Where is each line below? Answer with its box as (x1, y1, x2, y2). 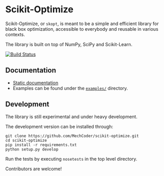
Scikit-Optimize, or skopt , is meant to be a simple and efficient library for (5, 20, 159, 27)
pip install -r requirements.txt (5, 142, 77, 147)
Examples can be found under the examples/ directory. (12, 85, 129, 91)
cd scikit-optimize (5, 138, 47, 143)
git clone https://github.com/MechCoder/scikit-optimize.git (5, 133, 139, 139)
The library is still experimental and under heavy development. (5, 114, 138, 120)
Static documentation (12, 79, 59, 85)
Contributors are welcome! (5, 165, 62, 172)
